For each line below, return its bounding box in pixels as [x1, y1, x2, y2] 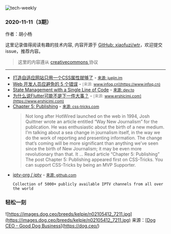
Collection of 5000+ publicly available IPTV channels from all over [12, 181, 164, 187]
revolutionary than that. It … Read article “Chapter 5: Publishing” [25, 151, 160, 158]
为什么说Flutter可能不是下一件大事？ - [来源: [12, 93, 104, 99]
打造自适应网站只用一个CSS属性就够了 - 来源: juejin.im [12, 74, 123, 81]
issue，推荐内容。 [5, 48, 43, 55]
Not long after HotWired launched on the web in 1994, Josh [25, 113, 150, 119]
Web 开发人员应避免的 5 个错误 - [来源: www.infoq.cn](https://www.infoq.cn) [12, 81, 161, 87]
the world [12, 186, 34, 191]
